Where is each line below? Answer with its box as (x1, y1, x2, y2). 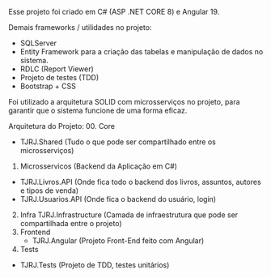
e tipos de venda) (19, 186, 79, 195)
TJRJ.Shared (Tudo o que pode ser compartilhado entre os (19, 137, 216, 147)
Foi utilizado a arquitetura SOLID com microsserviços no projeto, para (8, 97, 240, 106)
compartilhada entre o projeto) (19, 219, 123, 228)
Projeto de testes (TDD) (19, 73, 100, 82)
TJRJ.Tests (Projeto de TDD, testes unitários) (19, 260, 170, 270)
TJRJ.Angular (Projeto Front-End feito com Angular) (32, 236, 205, 246)
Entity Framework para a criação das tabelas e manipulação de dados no (19, 47, 264, 56)
